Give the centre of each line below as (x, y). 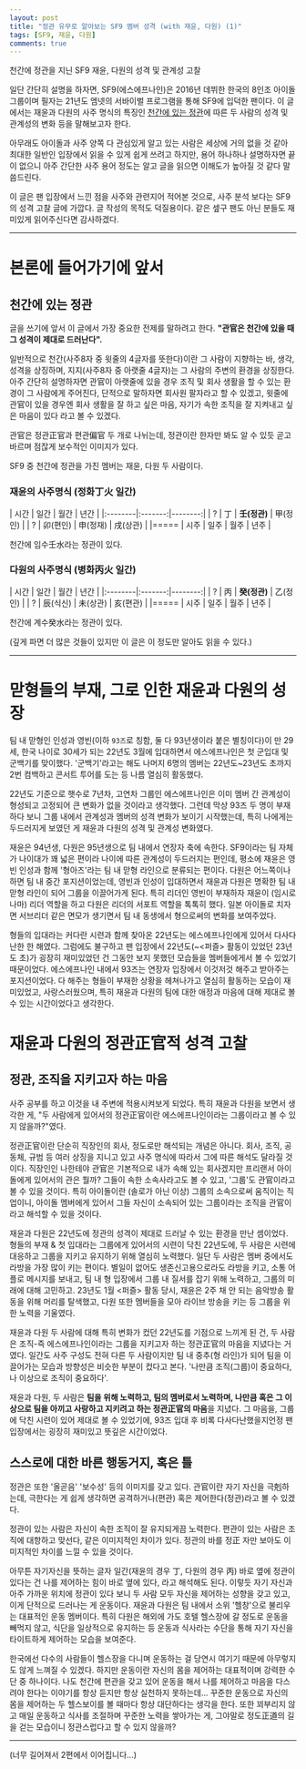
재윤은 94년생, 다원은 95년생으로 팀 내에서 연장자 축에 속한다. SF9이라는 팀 (143, 847)
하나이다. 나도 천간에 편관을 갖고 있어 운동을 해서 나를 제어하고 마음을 (151, 1681)
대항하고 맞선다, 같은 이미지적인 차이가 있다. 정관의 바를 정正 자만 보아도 (154, 1539)
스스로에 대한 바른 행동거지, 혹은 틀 (101, 1463)
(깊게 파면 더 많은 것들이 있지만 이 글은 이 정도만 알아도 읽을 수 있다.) (131, 641)
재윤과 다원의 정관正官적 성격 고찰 (128, 1043)
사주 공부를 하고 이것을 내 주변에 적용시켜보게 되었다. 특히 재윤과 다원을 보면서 (148, 1103)
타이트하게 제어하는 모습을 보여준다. (73, 1639)
